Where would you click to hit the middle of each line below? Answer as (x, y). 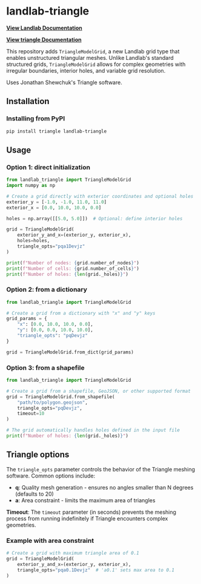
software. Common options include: (51, 476)
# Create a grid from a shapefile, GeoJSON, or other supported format (98, 391)
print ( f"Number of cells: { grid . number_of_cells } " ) (73, 268)
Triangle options (38, 455)
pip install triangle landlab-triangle (57, 131)
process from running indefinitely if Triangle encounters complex (87, 518)
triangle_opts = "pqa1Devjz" (51, 246)
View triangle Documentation (44, 39)
